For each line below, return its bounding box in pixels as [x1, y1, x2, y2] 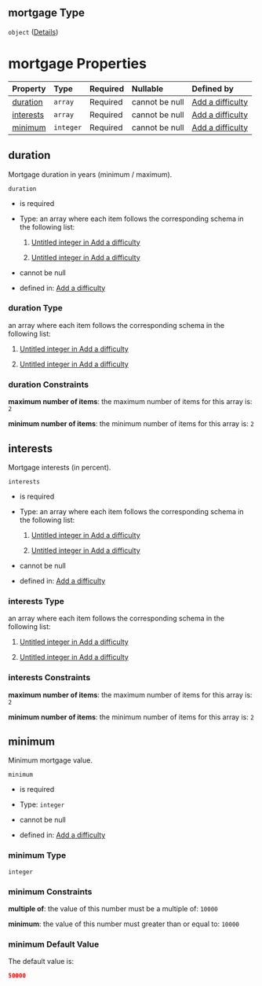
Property [12, 83, 46, 94]
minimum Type [8, 850, 67, 861]
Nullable [131, 83, 164, 94]
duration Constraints [8, 379, 89, 390]
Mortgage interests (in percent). [8, 462, 111, 472]
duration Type [8, 303, 63, 314]
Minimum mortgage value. [8, 756, 93, 765]
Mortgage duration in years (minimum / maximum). [8, 169, 173, 179]
